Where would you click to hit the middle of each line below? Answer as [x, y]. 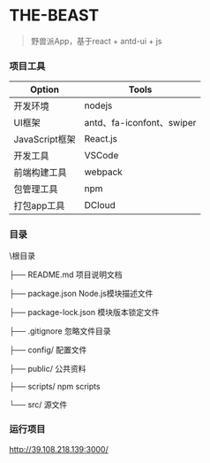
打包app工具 [39, 206]
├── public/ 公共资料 [48, 368]
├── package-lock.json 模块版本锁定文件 [84, 312]
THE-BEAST [54, 15]
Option [45, 89]
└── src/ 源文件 [38, 405]
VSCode [101, 156]
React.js [101, 139]
